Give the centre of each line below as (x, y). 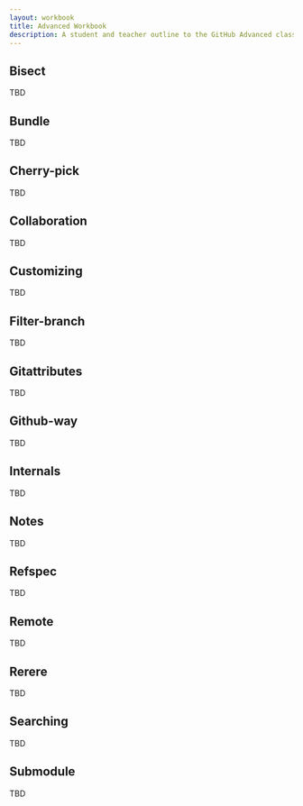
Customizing (46, 271)
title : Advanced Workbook (58, 26)
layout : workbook (42, 18)
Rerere (28, 671)
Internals (35, 471)
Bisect (28, 71)
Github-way (44, 421)
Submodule (42, 772)
